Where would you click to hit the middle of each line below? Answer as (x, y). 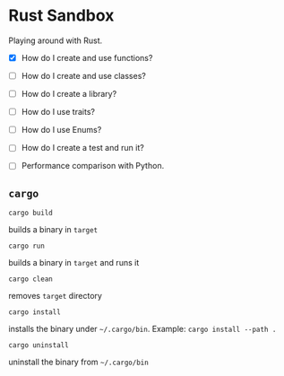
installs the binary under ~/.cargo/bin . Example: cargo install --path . (142, 329)
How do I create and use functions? (87, 57)
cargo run (27, 246)
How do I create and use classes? (84, 76)
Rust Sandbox (61, 16)
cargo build (30, 213)
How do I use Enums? (61, 130)
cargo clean (30, 279)
